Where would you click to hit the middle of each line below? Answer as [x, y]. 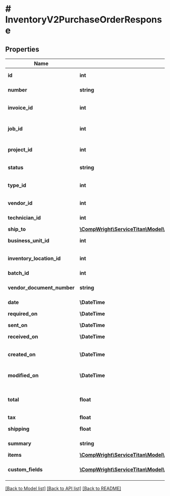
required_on [23, 314]
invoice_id [20, 108]
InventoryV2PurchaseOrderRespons [84, 20]
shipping [18, 429]
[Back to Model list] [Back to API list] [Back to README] [63, 488]
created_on [22, 354]
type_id [17, 185]
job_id [15, 129]
